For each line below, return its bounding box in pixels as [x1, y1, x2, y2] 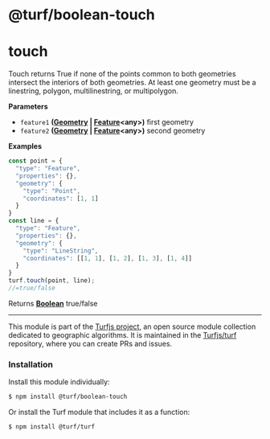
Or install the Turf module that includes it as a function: [8, 408, 190, 417]
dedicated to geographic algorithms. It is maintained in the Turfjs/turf [8, 330, 237, 339]
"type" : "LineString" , [22, 247, 99, 255]
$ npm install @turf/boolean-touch [8, 392, 128, 401]
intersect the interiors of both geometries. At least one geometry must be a [8, 78, 256, 88]
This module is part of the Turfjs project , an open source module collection [8, 322, 256, 331]
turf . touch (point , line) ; [8, 277, 95, 285]
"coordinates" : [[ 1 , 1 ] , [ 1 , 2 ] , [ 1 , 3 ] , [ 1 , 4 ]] [22, 254, 193, 262]
